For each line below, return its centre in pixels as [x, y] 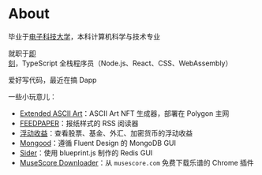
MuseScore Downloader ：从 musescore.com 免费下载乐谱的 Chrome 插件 [137, 162]
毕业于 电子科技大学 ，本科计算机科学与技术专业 [84, 36]
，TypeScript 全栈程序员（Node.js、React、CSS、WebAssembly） [124, 63]
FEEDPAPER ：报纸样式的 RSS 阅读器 [79, 123]
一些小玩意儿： [32, 96]
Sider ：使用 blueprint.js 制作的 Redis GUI [86, 153]
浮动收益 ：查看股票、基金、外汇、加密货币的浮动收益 [106, 133]
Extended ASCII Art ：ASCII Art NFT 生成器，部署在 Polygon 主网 [124, 113]
